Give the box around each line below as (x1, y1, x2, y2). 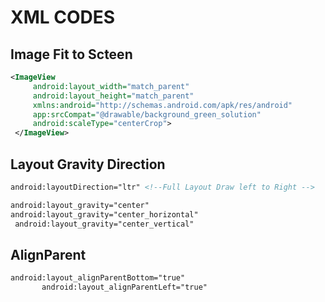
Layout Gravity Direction (10, 156, 166, 173)
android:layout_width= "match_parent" (32, 81, 190, 91)
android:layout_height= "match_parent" (32, 91, 195, 101)
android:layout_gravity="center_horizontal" (10, 209, 199, 220)
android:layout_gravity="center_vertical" (14, 219, 195, 229)
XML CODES (10, 6, 116, 29)
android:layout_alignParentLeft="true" (41, 282, 208, 293)
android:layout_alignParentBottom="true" (10, 273, 186, 283)
